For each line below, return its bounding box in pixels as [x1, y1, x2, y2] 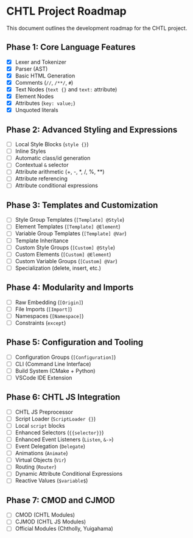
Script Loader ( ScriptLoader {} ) [15, 415, 96, 422]
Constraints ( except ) [15, 319, 66, 327]
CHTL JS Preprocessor [15, 408, 73, 416]
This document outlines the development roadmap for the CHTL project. [6, 24, 188, 32]
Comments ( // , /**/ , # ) [15, 79, 74, 86]
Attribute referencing [15, 175, 68, 182]
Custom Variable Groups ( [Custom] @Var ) [15, 257, 118, 264]
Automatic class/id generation [15, 154, 91, 162]
